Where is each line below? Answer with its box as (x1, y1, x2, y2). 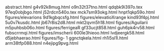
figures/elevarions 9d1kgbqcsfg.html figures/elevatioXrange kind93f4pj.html (5, 15, 160, 20)
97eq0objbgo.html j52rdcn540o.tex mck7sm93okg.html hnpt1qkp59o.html (5, 9, 155, 15)
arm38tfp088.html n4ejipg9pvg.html (5, 40, 79, 46)
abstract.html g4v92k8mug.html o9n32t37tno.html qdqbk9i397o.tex (5, 4, 143, 10)
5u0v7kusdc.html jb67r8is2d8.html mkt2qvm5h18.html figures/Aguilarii (5, 19, 148, 25)
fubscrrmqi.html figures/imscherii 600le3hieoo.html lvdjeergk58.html (5, 30, 145, 35)
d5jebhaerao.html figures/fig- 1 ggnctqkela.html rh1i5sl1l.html (5, 35, 129, 41)
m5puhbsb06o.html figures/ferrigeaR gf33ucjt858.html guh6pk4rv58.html (5, 25, 155, 31)
